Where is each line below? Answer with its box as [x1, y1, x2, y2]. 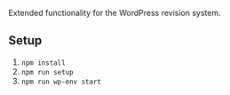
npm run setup [20, 67, 74, 76]
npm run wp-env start [20, 77, 101, 86]
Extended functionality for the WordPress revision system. [8, 8, 221, 18]
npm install [20, 58, 66, 67]
